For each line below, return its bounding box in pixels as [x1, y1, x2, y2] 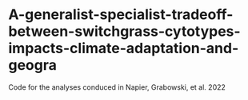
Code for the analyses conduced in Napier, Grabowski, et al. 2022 [8, 82, 226, 92]
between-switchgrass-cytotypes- [8, 22, 242, 40]
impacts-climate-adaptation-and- [8, 40, 239, 57]
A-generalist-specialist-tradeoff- [8, 6, 234, 24]
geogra [8, 56, 58, 75]
